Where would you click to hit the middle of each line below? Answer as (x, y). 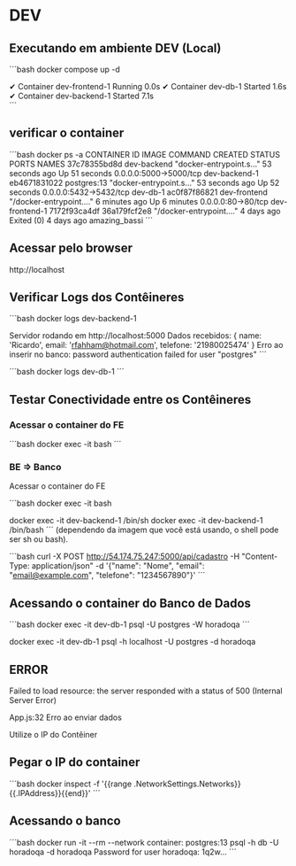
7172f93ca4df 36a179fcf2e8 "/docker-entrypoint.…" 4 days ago (165, 211)
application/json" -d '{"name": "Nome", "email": (118, 566)
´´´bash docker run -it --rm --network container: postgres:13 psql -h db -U (144, 842)
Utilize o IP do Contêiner (53, 735)
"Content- (260, 557)
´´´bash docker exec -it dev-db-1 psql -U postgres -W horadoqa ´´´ (129, 624)
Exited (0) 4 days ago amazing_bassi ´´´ (81, 220)
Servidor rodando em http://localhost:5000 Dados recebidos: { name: (136, 336)
